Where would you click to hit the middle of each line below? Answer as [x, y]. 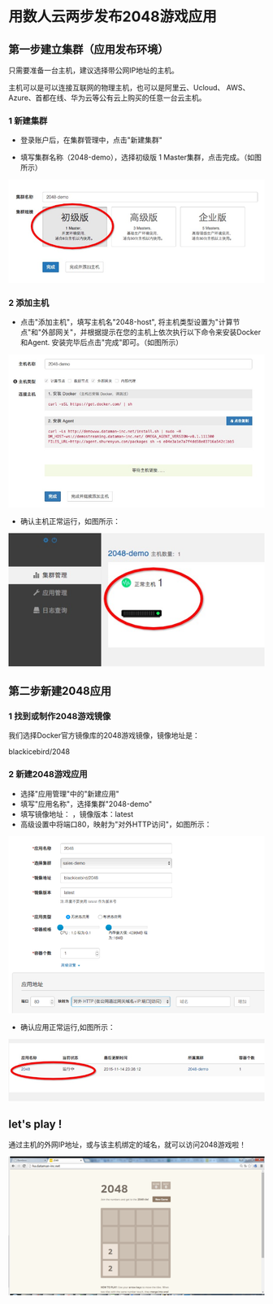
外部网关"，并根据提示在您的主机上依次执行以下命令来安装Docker [151, 332]
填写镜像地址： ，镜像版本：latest [77, 813]
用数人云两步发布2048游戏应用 [113, 17]
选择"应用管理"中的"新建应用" [69, 793]
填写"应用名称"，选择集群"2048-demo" [86, 804]
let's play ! [35, 1124]
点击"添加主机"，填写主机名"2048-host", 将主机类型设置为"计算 [126, 322]
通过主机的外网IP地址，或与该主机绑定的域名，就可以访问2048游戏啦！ [127, 1145]
